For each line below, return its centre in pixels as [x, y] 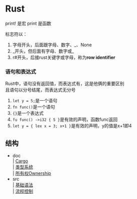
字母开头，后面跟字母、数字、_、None [52, 45]
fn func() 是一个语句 [34, 107]
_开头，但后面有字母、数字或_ [43, 51]
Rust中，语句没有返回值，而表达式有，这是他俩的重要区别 [65, 84]
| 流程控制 [23, 191]
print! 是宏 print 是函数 [28, 23]
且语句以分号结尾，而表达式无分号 [40, 90]
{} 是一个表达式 [28, 113]
